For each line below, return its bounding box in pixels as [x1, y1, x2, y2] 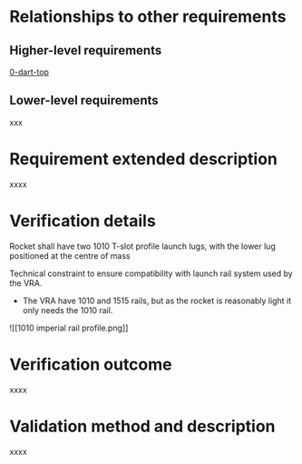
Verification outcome [9, 354, 172, 374]
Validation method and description [9, 416, 276, 437]
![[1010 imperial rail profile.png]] [9, 322, 129, 333]
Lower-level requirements [9, 93, 159, 108]
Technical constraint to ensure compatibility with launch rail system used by [9, 268, 293, 279]
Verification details [9, 211, 156, 231]
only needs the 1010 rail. [22, 304, 113, 315]
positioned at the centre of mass [9, 250, 131, 261]
